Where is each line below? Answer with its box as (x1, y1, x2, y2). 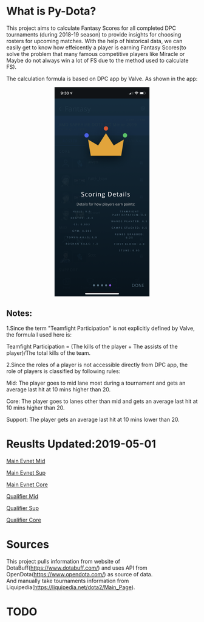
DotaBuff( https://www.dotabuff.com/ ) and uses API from (6, 564, 148, 571)
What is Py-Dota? (6, 4, 97, 18)
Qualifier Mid (6, 492, 39, 500)
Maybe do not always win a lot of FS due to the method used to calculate (6, 57, 189, 64)
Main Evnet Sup (6, 469, 46, 476)
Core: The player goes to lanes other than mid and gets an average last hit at (6, 397, 199, 405)
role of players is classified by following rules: (6, 367, 121, 375)
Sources (6, 537, 50, 551)
